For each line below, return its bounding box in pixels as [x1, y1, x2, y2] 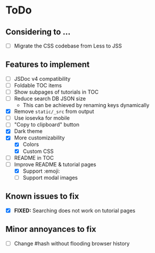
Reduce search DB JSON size [14, 95, 86, 102]
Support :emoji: [22, 167, 60, 175]
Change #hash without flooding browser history [14, 240, 130, 247]
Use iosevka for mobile [14, 115, 70, 122]
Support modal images [22, 174, 78, 181]
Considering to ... [5, 27, 71, 37]
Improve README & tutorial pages [14, 160, 96, 167]
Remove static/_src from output [14, 108, 95, 115]
